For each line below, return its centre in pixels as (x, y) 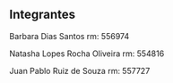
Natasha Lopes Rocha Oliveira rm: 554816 (87, 54)
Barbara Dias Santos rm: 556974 (69, 36)
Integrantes (43, 15)
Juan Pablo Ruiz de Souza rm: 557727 (80, 71)
